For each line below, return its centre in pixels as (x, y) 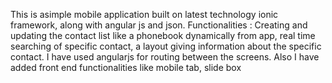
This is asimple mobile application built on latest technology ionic (144, 14)
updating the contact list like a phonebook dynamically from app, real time (163, 35)
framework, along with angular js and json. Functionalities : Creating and (159, 25)
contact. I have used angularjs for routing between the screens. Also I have (165, 57)
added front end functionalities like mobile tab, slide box (126, 67)
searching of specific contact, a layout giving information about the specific (166, 46)
